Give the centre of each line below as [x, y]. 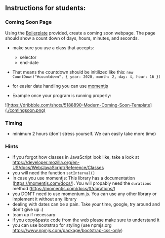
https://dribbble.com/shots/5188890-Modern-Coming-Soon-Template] [80, 105]
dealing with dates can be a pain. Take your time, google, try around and [86, 204]
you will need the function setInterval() [54, 173]
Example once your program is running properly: [62, 95]
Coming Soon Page [28, 22]
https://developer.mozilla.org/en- [46, 163]
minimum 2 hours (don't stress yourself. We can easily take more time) [84, 134]
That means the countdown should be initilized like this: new [73, 72]
